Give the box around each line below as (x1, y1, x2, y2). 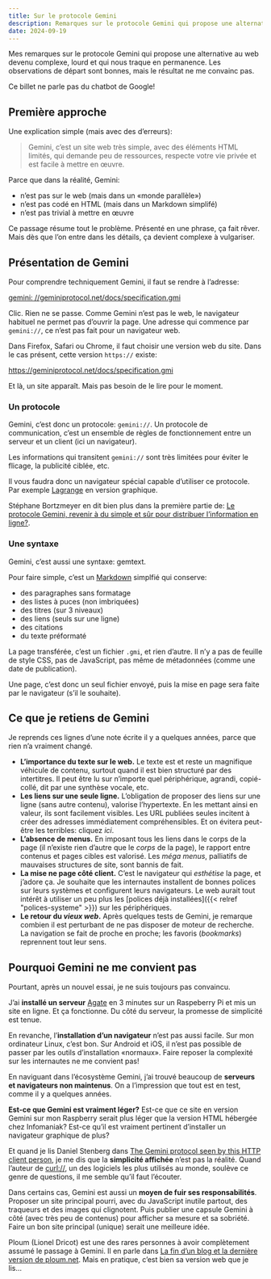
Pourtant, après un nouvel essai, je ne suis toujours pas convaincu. (8, 982, 231, 992)
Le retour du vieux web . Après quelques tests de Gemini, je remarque (19, 911, 252, 921)
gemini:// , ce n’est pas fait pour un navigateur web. (8, 326, 181, 335)
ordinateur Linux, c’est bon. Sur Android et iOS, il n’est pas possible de (8, 1039, 242, 1049)
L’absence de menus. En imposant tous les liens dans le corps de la (19, 834, 247, 844)
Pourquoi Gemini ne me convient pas (8, 961, 198, 974)
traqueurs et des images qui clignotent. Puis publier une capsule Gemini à (8, 1205, 254, 1214)
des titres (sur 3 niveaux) (19, 605, 103, 615)
